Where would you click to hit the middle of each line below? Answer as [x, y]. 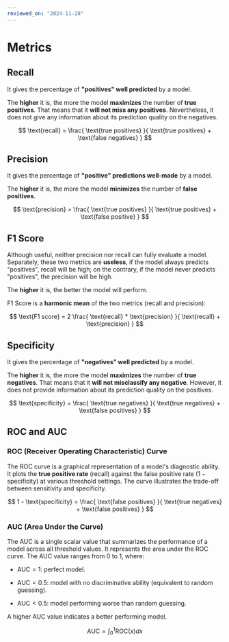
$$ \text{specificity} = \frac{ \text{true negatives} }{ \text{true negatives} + [115, 403]
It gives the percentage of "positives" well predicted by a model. [99, 89]
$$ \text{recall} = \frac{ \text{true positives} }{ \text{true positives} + [115, 130]
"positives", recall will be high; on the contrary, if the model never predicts [111, 270]
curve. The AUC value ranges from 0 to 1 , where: [76, 556]
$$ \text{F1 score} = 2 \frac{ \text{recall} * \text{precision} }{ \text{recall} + [115, 317]
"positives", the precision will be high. [60, 277]
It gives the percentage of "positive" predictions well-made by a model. [110, 176]
